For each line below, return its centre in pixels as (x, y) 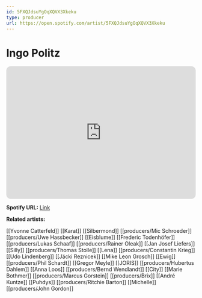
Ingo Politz (33, 53)
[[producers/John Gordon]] (40, 289)
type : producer (25, 17)
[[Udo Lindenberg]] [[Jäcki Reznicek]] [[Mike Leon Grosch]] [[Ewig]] (91, 256)
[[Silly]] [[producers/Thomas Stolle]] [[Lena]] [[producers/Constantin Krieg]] (101, 250)
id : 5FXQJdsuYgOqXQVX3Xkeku (41, 12)
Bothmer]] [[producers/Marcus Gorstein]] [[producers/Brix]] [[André (91, 276)
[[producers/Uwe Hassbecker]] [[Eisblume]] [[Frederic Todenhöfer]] (91, 237)
